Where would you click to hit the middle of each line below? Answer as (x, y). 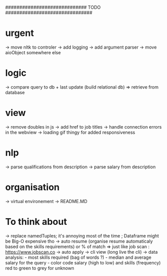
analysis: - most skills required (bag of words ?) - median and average (78, 257)
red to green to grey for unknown (40, 268)
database (15, 92)
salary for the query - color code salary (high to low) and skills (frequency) (83, 262)
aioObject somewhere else (33, 52)
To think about (36, 222)
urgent (20, 33)
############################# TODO (53, 7)
